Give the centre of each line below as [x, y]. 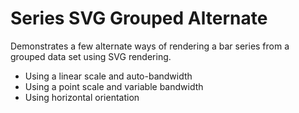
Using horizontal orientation [82, 97]
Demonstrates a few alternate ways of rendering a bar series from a [150, 46]
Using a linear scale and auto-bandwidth [108, 76]
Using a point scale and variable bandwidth [114, 86]
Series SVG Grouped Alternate [139, 18]
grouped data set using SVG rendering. [91, 56]
